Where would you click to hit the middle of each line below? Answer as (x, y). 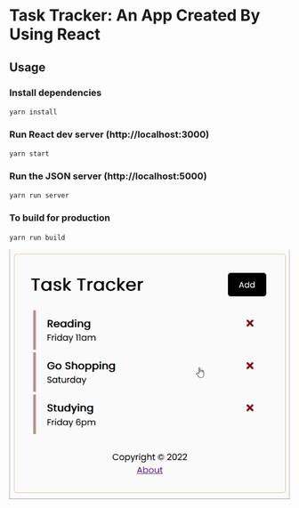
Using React (55, 34)
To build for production (60, 218)
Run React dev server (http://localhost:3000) (109, 134)
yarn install (33, 112)
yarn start (29, 154)
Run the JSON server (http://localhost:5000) (108, 176)
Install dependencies (56, 93)
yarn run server (39, 196)
